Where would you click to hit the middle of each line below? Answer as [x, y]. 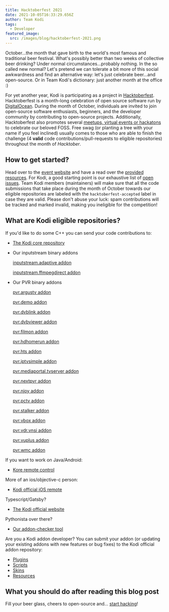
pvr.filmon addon [30, 331]
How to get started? [37, 160]
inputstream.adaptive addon [42, 262]
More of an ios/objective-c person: [42, 480]
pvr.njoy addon [28, 391]
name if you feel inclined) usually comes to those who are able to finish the [83, 133]
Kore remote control [33, 469]
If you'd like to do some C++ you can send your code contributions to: [79, 233]
